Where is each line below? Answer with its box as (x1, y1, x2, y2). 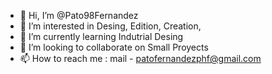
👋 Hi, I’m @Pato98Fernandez (19, 10, 139, 21)
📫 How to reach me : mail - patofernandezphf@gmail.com (19, 53, 262, 64)
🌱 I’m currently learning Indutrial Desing (19, 31, 184, 42)
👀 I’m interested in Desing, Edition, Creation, (19, 20, 202, 32)
